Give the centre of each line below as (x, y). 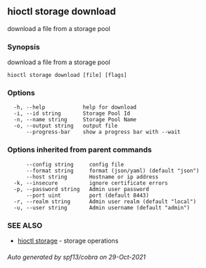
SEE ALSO (25, 225)
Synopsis (24, 47)
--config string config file (75, 164)
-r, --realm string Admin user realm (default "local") (105, 201)
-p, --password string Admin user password (82, 189)
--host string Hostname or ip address (92, 177)
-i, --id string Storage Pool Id (72, 114)
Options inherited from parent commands (80, 150)
